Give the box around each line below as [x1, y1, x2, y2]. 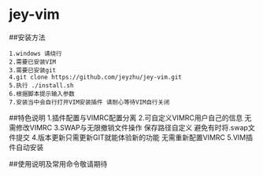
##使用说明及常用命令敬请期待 [9, 159, 108, 168]
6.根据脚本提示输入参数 [9, 90, 76, 97]
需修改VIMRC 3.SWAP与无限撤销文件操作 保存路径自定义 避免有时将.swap [9, 123, 249, 132]
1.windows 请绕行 [9, 49, 62, 57]
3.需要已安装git [9, 66, 57, 74]
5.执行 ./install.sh [9, 81, 74, 90]
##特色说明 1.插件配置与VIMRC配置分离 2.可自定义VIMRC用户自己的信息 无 [9, 112, 252, 123]
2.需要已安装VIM [9, 57, 57, 66]
